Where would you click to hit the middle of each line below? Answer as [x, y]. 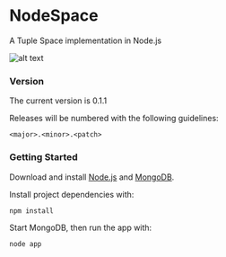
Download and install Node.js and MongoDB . [92, 177]
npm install [31, 211]
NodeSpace [54, 16]
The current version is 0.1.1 [58, 101]
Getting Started [43, 157]
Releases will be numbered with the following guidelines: [114, 119]
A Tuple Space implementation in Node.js [86, 40]
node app [26, 244]
